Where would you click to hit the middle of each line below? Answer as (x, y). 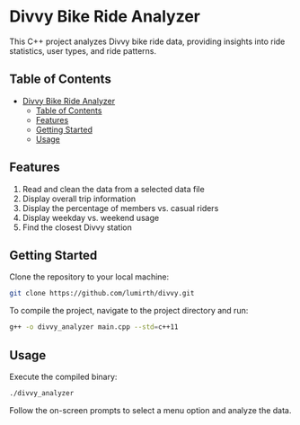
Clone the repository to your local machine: (89, 277)
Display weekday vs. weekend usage (91, 217)
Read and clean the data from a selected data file (113, 189)
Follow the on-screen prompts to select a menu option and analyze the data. (150, 410)
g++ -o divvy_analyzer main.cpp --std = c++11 (94, 327)
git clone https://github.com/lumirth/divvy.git (102, 294)
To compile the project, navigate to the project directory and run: (129, 311)
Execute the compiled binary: (63, 376)
